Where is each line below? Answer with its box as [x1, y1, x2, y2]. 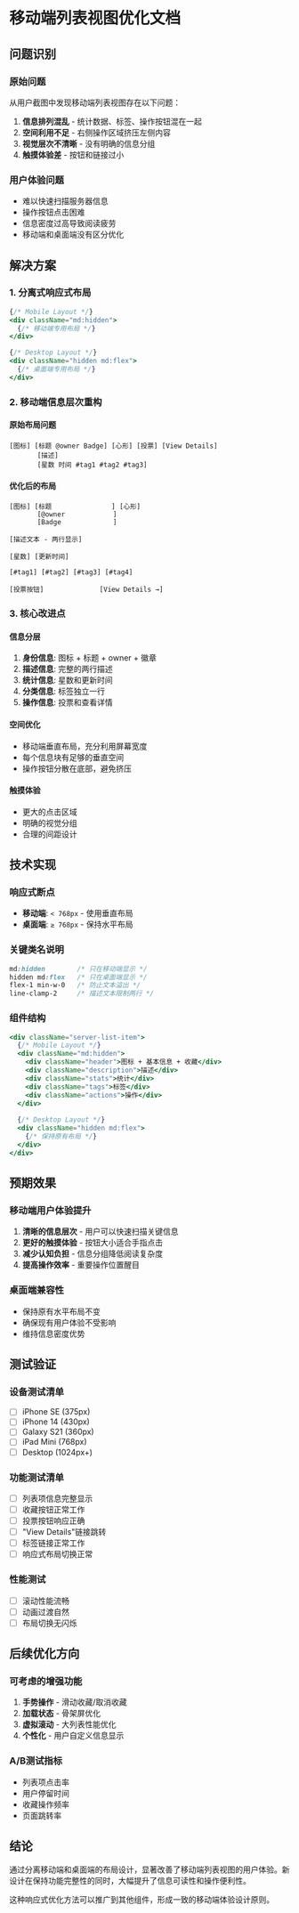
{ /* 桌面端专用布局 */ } [17, 365, 96, 374]
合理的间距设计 [21, 829, 77, 839]
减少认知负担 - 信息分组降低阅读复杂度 [21, 1248, 164, 1260]
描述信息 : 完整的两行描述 [21, 664, 113, 675]
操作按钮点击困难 [21, 207, 85, 218]
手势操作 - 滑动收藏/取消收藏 [21, 1697, 127, 1707]
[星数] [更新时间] [9, 553, 69, 562]
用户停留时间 [21, 1787, 69, 1798]
